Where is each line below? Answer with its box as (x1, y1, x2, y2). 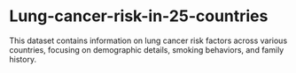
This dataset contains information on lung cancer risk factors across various (9, 35, 288, 46)
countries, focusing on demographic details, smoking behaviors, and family (9, 44, 284, 55)
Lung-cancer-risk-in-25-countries (9, 6, 269, 26)
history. (9, 54, 37, 64)
